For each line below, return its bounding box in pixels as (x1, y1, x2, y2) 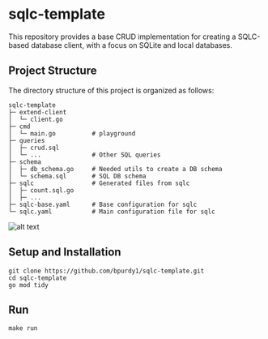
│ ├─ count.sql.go (8, 186, 74, 195)
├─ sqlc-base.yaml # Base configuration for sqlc (8, 200, 198, 208)
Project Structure (8, 64, 97, 78)
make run (8, 324, 38, 333)
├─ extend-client (8, 108, 67, 116)
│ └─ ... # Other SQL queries (8, 151, 161, 159)
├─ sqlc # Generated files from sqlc (8, 179, 190, 187)
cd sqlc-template (8, 273, 67, 282)
